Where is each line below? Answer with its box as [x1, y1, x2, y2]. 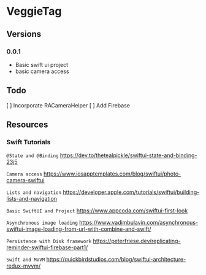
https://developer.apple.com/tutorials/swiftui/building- [63, 188, 200, 196]
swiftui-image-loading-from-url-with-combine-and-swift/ [6, 225, 151, 233]
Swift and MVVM [6, 257, 45, 263]
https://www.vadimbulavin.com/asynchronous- [79, 219, 198, 227]
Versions [6, 29, 42, 39]
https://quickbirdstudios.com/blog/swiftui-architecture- [46, 256, 186, 263]
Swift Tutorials [6, 138, 51, 146]
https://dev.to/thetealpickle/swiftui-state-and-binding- [59, 152, 197, 159]
